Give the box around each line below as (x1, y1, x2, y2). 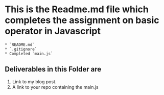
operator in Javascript (5, 26, 101, 37)
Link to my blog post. (12, 78, 57, 85)
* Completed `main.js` (5, 51, 53, 56)
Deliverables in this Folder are (5, 65, 102, 74)
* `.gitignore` (5, 46, 37, 52)
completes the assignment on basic (5, 14, 159, 26)
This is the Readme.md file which (5, 4, 149, 15)
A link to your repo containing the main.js (12, 84, 99, 90)
